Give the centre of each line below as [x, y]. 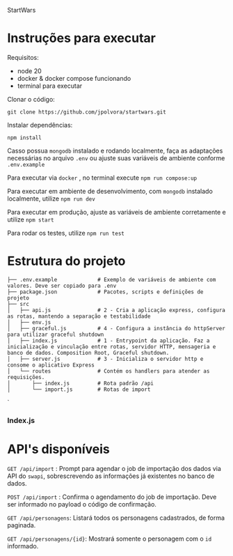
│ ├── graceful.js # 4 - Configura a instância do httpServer [116, 328]
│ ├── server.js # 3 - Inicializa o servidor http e [105, 359]
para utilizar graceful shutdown [56, 334]
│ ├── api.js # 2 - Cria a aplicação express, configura [116, 310]
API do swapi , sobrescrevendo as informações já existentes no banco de [111, 476]
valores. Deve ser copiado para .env [62, 286]
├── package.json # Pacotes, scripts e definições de [105, 292]
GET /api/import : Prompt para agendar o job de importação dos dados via [114, 468]
